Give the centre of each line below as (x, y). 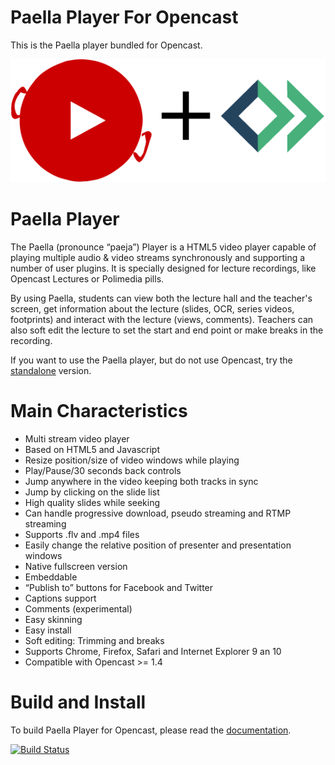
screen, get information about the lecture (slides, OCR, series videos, (152, 308)
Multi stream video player (77, 438)
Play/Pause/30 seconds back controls (103, 470)
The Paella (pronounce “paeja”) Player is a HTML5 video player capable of (163, 247)
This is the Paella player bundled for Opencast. (106, 45)
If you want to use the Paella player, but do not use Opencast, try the (151, 360)
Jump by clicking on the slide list (92, 492)
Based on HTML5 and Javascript (92, 449)
